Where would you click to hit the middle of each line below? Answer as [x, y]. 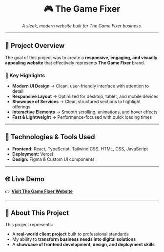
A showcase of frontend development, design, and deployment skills [83, 245]
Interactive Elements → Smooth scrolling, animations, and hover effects [85, 112]
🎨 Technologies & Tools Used [50, 137]
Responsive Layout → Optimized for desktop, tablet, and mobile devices [85, 96]
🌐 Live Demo [25, 179]
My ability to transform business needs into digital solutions [74, 239]
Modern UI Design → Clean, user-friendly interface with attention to [81, 86]
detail [18, 91]
